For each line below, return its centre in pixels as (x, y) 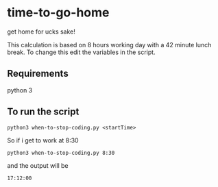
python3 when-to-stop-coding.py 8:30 (61, 153)
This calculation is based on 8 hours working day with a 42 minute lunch (109, 45)
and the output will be (38, 165)
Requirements (38, 74)
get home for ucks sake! (41, 32)
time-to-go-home (58, 13)
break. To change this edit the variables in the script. (81, 52)
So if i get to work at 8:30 (43, 140)
